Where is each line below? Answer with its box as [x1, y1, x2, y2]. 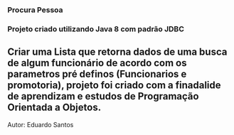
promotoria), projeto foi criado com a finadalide [7, 80, 222, 92]
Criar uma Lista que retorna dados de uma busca [7, 46, 228, 58]
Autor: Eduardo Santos [7, 120, 74, 129]
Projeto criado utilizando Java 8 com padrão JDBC [7, 23, 185, 33]
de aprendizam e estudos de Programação [7, 90, 199, 102]
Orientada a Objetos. [7, 102, 102, 114]
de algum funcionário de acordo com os [7, 57, 187, 69]
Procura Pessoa [7, 5, 63, 15]
